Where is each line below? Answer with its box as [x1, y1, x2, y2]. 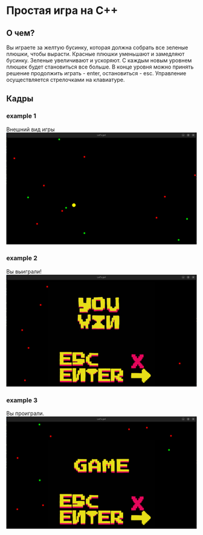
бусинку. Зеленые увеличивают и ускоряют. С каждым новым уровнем [6, 57, 192, 64]
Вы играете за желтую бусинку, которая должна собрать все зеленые [6, 44, 188, 51]
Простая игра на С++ [6, 4, 118, 18]
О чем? [6, 28, 35, 38]
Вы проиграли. [6, 410, 45, 417]
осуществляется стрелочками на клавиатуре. [6, 76, 125, 83]
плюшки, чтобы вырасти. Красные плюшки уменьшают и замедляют [6, 50, 185, 58]
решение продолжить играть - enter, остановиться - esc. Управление [6, 70, 187, 76]
